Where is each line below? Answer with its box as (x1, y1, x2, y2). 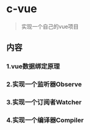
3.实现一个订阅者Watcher (6, 98, 82, 107)
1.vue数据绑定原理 (6, 62, 60, 71)
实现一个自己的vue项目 (21, 23, 79, 30)
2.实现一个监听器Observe (6, 80, 82, 88)
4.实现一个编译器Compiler (6, 116, 84, 125)
